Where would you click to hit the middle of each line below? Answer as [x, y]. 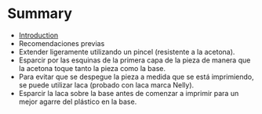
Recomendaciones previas [62, 43]
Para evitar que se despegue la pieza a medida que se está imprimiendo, [136, 77]
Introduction [38, 35]
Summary [40, 14]
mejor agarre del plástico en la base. [78, 102]
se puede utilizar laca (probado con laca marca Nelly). [106, 85]
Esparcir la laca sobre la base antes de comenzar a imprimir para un [129, 93]
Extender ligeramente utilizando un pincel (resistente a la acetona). [127, 52]
